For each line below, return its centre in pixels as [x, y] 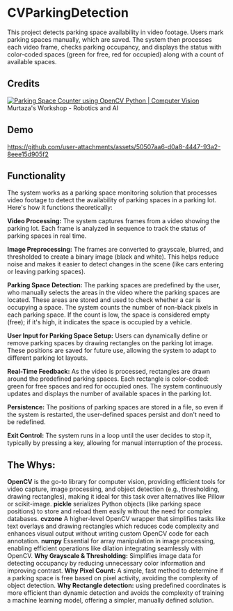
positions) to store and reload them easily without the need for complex [110, 511]
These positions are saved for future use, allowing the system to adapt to [112, 351]
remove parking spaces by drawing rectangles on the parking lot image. [110, 343]
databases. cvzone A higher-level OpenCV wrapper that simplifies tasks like [116, 519]
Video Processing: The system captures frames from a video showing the [114, 221]
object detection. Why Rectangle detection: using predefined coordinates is [117, 586]
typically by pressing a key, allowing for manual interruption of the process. [115, 443]
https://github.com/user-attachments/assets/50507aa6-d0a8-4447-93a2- [114, 146]
